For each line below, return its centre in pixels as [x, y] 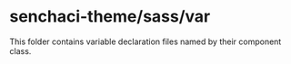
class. [20, 50]
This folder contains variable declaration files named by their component [145, 41]
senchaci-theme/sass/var [110, 17]
